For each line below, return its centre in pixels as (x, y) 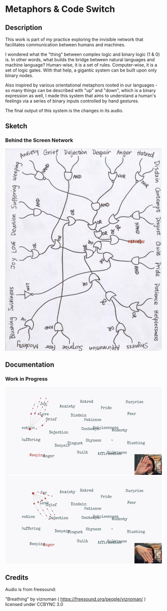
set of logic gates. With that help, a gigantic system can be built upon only (81, 70)
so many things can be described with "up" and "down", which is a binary (81, 90)
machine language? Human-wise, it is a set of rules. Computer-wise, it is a (81, 65)
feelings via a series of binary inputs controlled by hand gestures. (72, 101)
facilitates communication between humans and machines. (65, 45)
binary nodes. (19, 75)
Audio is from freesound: (31, 590)
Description (24, 28)
